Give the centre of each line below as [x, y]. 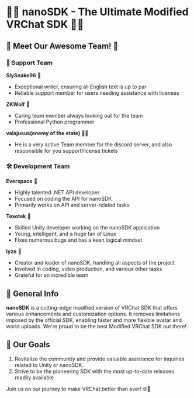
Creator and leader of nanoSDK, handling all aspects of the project [95, 263]
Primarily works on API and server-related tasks [72, 205]
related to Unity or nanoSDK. [49, 365]
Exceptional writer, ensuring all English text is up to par [81, 87]
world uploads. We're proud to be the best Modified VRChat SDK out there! [96, 326]
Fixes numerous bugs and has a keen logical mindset [78, 240]
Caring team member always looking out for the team [79, 115]
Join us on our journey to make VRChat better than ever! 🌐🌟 [78, 389]
